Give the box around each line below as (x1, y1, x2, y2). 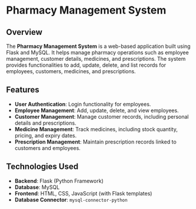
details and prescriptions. (14, 119, 77, 126)
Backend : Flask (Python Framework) (14, 177, 104, 184)
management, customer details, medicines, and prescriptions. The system (6, 55, 186, 62)
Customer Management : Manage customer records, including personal (14, 113, 189, 120)
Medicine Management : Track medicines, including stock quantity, (14, 125, 178, 133)
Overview (6, 27, 43, 37)
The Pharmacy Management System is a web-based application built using (6, 43, 191, 50)
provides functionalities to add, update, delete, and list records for (6, 61, 167, 68)
